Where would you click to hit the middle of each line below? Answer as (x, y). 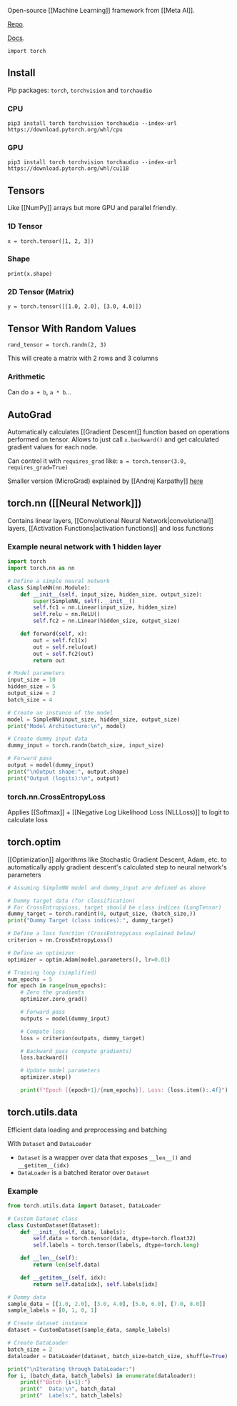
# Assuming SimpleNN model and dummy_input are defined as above (106, 888)
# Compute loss (43, 1032)
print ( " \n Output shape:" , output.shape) (69, 772)
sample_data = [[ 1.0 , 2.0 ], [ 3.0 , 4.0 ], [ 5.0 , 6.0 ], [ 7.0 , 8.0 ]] (106, 1304)
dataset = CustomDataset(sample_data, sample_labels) (89, 1330)
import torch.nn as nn (41, 568)
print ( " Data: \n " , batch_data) (68, 1389)
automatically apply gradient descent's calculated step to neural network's (117, 867)
